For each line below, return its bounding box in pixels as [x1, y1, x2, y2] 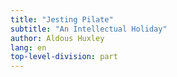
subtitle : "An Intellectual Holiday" [10, 24, 168, 34]
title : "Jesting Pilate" [10, 14, 114, 25]
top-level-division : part [10, 52, 118, 62]
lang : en [10, 42, 47, 53]
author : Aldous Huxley [10, 33, 105, 43]
